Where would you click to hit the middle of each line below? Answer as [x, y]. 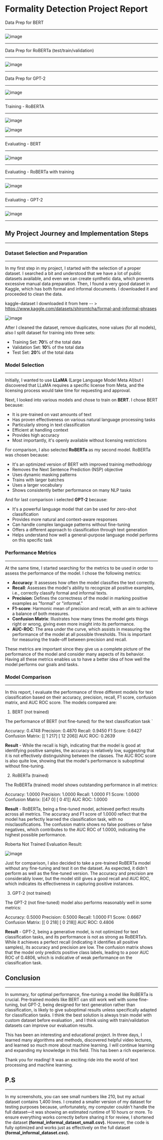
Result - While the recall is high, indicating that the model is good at [73, 745]
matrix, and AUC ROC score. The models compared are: [61, 702]
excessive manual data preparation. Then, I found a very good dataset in [78, 284]
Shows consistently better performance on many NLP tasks [71, 490]
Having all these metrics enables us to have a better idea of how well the [78, 659]
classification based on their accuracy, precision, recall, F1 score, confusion [81, 697]
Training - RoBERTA [25, 106]
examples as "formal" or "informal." [48, 603]
